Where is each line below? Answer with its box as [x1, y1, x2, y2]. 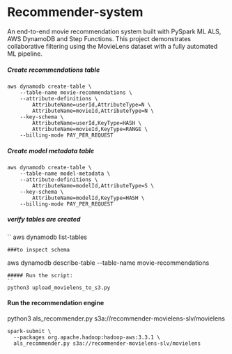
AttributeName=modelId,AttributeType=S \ [32, 182, 155, 189]
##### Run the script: [7, 272, 73, 279]
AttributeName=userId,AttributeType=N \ [32, 101, 151, 108]
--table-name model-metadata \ [20, 170, 111, 177]
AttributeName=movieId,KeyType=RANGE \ [32, 125, 148, 132]
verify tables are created [7, 215, 81, 224]
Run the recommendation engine [7, 299, 105, 307]
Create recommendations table [7, 66, 100, 74]
